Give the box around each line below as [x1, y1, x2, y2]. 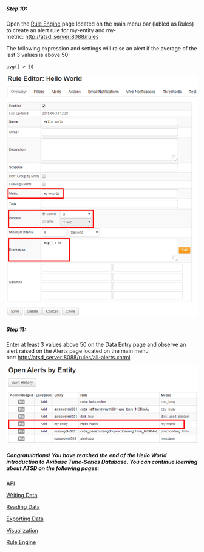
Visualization [6, 527, 38, 534]
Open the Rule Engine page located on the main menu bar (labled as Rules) [6, 20, 194, 27]
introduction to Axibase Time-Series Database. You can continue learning [6, 458, 198, 465]
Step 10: [6, 5, 27, 12]
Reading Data [6, 503, 41, 511]
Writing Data [6, 492, 38, 499]
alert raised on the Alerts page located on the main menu [6, 347, 149, 355]
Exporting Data [6, 515, 44, 522]
